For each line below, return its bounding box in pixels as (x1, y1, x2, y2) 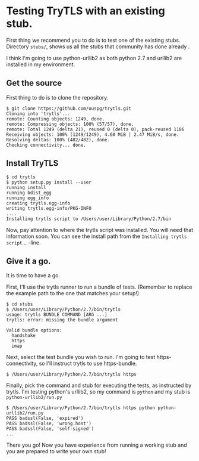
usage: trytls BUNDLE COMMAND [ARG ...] (6, 312, 108, 318)
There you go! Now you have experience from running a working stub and (6, 441, 187, 448)
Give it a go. (6, 256, 51, 266)
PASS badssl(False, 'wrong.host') (6, 420, 92, 427)
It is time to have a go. (6, 272, 61, 279)
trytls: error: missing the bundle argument (6, 317, 118, 323)
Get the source (6, 78, 62, 88)
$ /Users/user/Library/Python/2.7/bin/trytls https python (6, 405, 156, 411)
